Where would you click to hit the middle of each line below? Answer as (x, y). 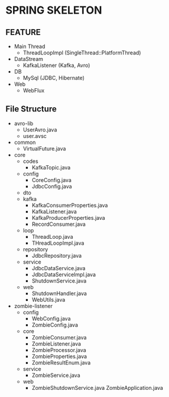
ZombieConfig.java (55, 325)
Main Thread (30, 46)
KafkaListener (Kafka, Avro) (56, 65)
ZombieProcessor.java (59, 350)
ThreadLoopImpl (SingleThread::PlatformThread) (82, 53)
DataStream (29, 59)
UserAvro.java (40, 129)
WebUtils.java (48, 299)
